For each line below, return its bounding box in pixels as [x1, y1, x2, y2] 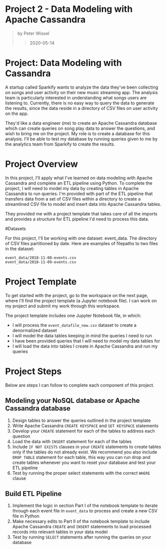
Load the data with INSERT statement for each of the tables [12, 438, 132, 444]
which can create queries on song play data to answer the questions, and [5, 125, 155, 131]
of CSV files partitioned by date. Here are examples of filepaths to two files [5, 240, 159, 246]
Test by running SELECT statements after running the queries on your [12, 534, 152, 540]
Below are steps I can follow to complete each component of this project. [5, 382, 155, 388]
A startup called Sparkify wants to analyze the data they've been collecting [5, 84, 159, 90]
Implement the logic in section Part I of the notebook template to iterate [12, 502, 158, 508]
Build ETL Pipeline [5, 489, 62, 498]
